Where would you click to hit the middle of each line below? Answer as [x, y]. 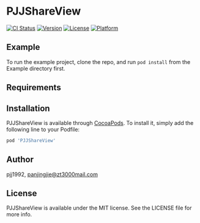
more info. [19, 214]
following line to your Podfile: [43, 129]
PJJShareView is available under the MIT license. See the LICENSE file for [99, 208]
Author [20, 160]
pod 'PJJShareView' [31, 140]
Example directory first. [36, 68]
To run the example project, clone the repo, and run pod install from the [98, 62]
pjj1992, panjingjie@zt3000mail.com [52, 174]
